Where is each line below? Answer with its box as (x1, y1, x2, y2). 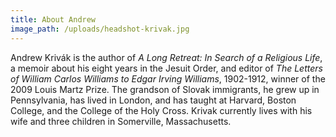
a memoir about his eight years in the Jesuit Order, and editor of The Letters (10, 62, 323, 74)
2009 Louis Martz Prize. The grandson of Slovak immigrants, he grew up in (10, 83, 320, 95)
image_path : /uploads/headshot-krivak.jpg (10, 24, 190, 34)
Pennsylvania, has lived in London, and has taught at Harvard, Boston (10, 94, 297, 106)
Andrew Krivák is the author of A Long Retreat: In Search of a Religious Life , (10, 51, 323, 63)
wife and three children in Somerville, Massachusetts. (10, 115, 232, 127)
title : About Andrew (10, 14, 97, 25)
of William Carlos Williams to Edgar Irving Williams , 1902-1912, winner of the (10, 72, 326, 85)
